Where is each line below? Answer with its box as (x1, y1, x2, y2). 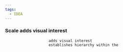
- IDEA (9, 12, 23, 16)
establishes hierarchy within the (48, 42, 119, 47)
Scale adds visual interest (5, 27, 67, 34)
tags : (5, 7, 16, 12)
